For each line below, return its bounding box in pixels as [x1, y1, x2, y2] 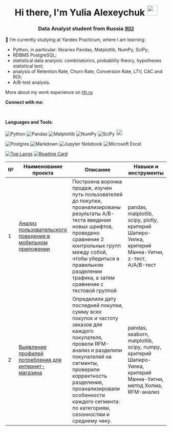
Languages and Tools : [5, 119, 53, 125]
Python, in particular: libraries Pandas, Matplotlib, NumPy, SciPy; [12, 47, 149, 53]
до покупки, [72, 198, 102, 205]
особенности [72, 391, 105, 399]
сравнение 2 [72, 236, 104, 243]
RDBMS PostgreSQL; [12, 52, 57, 58]
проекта [32, 169, 54, 177]
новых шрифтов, [72, 223, 113, 230]
